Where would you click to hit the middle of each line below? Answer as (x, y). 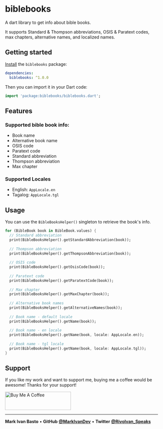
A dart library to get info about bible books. (48, 22)
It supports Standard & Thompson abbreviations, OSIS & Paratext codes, (77, 32)
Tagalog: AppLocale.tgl (35, 195)
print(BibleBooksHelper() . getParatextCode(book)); (62, 280)
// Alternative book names (37, 303)
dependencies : (19, 73)
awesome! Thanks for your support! (41, 385)
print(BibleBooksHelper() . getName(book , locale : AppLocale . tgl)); (78, 348)
